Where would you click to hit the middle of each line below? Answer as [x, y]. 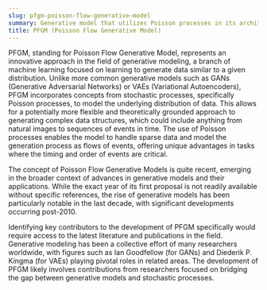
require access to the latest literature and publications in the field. [116, 236]
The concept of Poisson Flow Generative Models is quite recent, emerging [130, 170]
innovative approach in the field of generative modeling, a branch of [120, 61]
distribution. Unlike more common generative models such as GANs [119, 78]
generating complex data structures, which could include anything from [125, 121]
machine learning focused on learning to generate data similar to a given [127, 70]
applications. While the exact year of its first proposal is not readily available [133, 187]
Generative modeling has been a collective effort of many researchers [123, 244]
